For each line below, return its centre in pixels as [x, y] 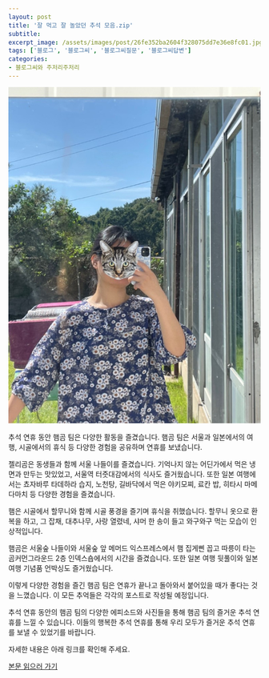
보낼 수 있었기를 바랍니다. [56, 632]
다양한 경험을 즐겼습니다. [76, 494]
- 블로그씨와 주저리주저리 [44, 68]
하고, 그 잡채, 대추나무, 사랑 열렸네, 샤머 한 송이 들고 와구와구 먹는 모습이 [136, 521]
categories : [28, 59]
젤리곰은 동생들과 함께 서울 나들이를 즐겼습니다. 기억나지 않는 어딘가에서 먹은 [128, 464]
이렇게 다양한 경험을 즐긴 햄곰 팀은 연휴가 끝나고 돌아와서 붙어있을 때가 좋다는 [129, 585]
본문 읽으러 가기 [33, 666]
